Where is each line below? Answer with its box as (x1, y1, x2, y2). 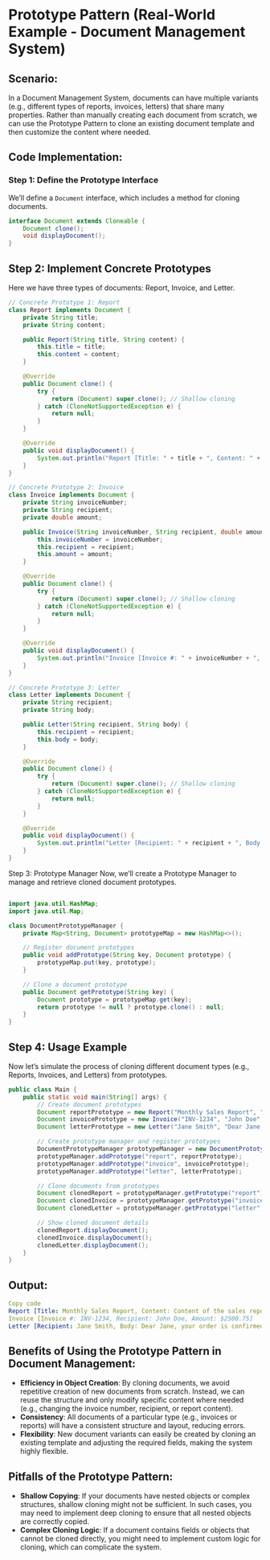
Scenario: (8, 72, 59, 85)
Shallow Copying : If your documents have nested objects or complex (19, 1491, 251, 1501)
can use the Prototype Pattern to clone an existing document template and (8, 119, 255, 128)
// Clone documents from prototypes (37, 1181, 160, 1190)
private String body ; (22, 706, 95, 714)
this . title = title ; (37, 343, 106, 351)
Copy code (8, 1300, 42, 1308)
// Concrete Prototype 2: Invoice (8, 484, 125, 492)
